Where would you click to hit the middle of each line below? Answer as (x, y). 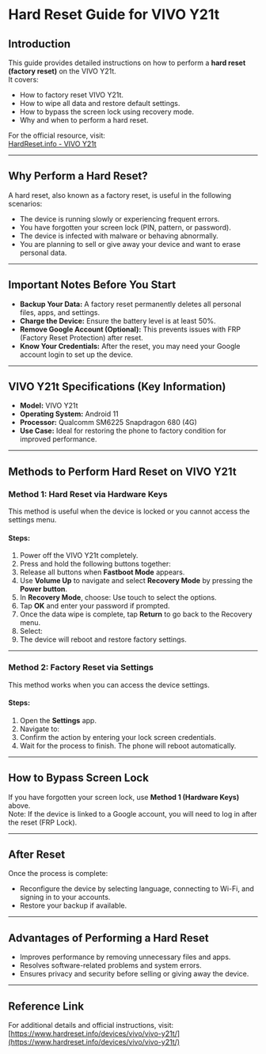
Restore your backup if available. (73, 906)
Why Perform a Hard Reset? (78, 176)
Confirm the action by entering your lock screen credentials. (118, 737)
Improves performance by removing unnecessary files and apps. (125, 957)
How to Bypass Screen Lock (78, 778)
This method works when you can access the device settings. (109, 684)
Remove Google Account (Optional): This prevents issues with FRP (130, 329)
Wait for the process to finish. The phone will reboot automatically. (128, 745)
